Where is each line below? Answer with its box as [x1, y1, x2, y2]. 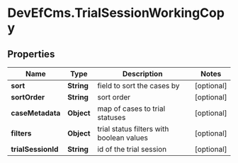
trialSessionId [11, 145, 59, 154]
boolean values [97, 133, 149, 143]
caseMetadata [11, 108, 61, 118]
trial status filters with [97, 124, 169, 133]
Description [122, 69, 163, 78]
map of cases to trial [97, 104, 166, 114]
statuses [97, 113, 126, 122]
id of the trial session [97, 145, 167, 154]
